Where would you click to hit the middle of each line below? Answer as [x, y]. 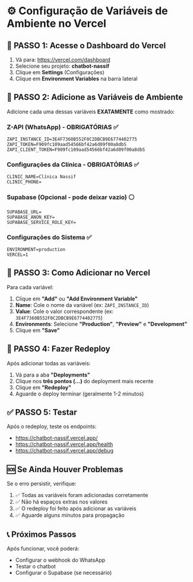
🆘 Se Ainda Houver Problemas [65, 469]
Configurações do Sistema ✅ [49, 237]
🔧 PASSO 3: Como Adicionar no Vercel [78, 273]
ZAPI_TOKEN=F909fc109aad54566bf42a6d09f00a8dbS [67, 145]
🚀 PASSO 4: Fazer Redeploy [58, 349]
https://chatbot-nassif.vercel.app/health [64, 444]
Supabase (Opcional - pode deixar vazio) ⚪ [71, 197]
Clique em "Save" [37, 330]
